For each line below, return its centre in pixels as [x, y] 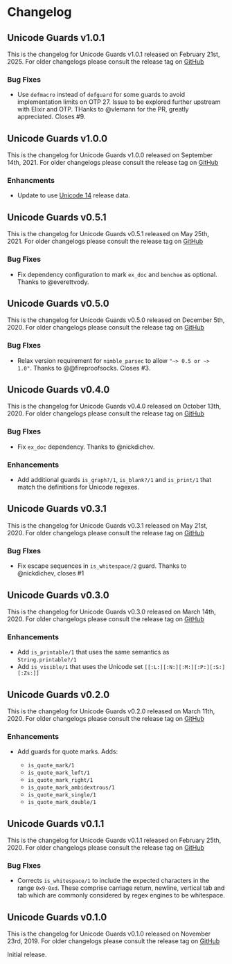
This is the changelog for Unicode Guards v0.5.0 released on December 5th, [116, 320]
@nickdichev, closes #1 [51, 573]
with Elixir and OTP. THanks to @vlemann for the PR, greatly [103, 109]
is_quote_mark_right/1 [60, 780]
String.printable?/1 [47, 660]
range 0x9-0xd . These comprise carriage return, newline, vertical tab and [121, 888]
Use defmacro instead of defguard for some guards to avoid [101, 95]
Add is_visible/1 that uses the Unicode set [80, 667]
